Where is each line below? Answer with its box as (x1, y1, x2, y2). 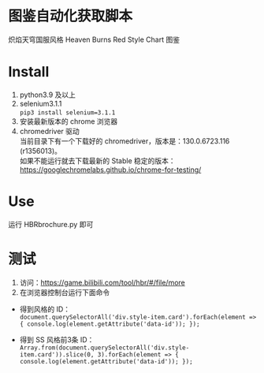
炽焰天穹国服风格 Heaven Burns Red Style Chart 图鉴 (8, 35, 180, 44)
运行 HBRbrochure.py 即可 (8, 219, 94, 229)
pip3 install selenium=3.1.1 (19, 108, 116, 117)
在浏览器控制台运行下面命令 (19, 287, 110, 297)
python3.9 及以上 (19, 90, 76, 99)
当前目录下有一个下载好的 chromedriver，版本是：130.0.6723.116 (19, 136, 230, 146)
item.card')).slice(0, (19, 350, 95, 359)
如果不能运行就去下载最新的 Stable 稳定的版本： (19, 155, 176, 166)
